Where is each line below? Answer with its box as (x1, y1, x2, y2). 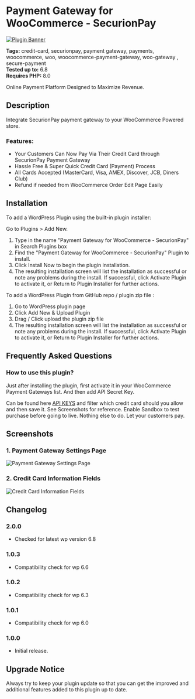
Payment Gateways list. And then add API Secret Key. (6, 388, 135, 395)
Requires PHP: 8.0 (6, 72, 51, 79)
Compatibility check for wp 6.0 (14, 619, 89, 626)
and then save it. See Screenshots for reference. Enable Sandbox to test (6, 405, 180, 412)
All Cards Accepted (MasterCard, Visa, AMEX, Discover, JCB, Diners (14, 169, 179, 176)
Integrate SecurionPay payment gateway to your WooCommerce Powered (6, 116, 184, 123)
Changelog (6, 504, 47, 514)
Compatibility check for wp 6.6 (14, 564, 89, 571)
